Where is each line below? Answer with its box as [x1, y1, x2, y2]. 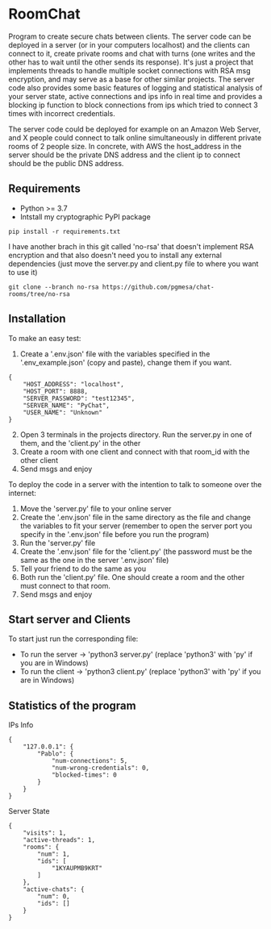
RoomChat [8, 5, 81, 23]
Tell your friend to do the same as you [19, 564, 147, 573]
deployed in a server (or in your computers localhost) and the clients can [8, 40, 250, 49]
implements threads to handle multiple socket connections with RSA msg [8, 65, 251, 75]
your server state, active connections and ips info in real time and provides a [8, 91, 263, 101]
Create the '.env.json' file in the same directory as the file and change [19, 512, 252, 522]
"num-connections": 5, [51, 757, 128, 765]
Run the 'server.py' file [19, 538, 96, 548]
